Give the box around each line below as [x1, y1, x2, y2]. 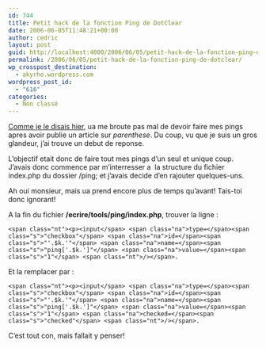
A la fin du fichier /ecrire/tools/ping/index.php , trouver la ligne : [8, 210, 219, 220]
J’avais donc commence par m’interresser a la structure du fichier [8, 163, 225, 172]
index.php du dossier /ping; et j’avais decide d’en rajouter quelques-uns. [8, 171, 245, 181]
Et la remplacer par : [8, 267, 74, 277]
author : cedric [8, 33, 59, 42]
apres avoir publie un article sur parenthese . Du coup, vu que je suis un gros [8, 130, 257, 140]
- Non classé [15, 100, 59, 108]
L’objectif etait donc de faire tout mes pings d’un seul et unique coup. [8, 154, 234, 163]
